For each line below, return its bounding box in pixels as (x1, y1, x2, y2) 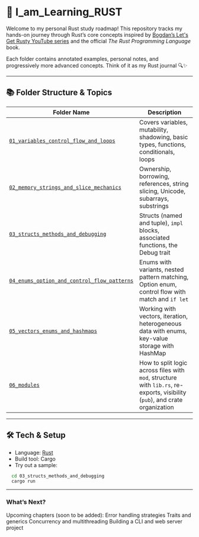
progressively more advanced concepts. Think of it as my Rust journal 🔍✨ (6, 62, 188, 69)
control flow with (139, 287, 186, 295)
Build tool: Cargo (14, 455, 56, 462)
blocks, (139, 226, 160, 234)
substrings (139, 201, 169, 210)
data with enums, (139, 327, 187, 335)
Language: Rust (14, 449, 53, 456)
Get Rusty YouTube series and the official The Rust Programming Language (6, 37, 191, 44)
